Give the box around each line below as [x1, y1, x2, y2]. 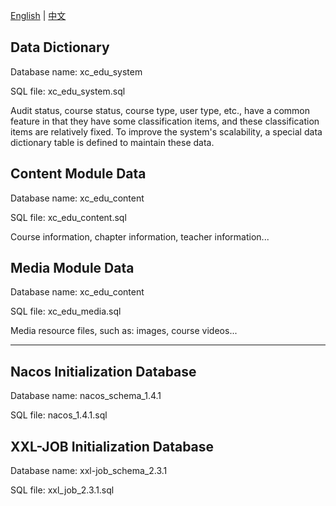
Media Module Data [10, 260, 135, 277]
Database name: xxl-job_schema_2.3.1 [10, 465, 168, 477]
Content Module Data [10, 165, 147, 183]
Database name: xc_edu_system [10, 65, 143, 78]
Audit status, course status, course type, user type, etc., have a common [10, 104, 311, 116]
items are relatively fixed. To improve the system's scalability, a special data [10, 125, 323, 138]
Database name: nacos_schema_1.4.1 [10, 390, 162, 402]
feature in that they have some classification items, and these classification [10, 115, 320, 127]
